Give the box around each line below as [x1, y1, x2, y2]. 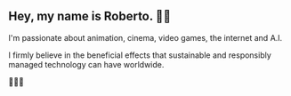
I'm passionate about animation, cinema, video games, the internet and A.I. [8, 32, 283, 43]
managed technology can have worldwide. [8, 59, 165, 69]
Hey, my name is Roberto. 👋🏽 [8, 9, 172, 24]
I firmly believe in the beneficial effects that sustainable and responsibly [8, 50, 272, 60]
